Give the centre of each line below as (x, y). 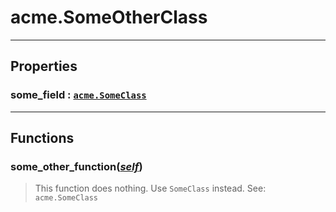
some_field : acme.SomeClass (78, 95)
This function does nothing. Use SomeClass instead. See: (150, 188)
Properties (44, 66)
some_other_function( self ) (76, 166)
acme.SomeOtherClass (109, 17)
